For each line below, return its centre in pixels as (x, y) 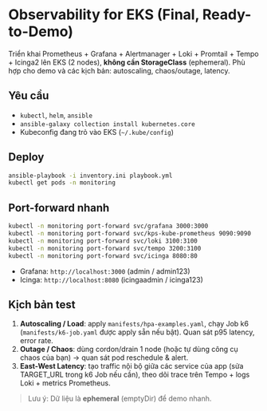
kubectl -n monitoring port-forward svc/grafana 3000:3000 (108, 226)
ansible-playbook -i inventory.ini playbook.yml (90, 176)
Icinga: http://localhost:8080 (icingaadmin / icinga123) (111, 279)
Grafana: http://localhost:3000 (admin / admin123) (105, 271)
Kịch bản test (42, 304)
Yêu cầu (29, 96)
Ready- (227, 15)
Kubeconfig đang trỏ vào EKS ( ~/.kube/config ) (96, 132)
